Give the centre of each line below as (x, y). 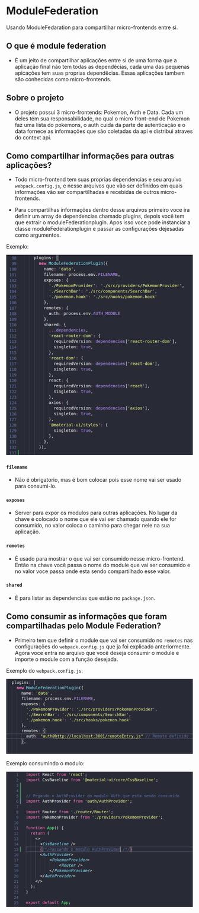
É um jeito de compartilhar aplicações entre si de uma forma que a (96, 60)
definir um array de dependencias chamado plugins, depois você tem (99, 216)
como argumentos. (38, 235)
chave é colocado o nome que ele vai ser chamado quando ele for (95, 519)
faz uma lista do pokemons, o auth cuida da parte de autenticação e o (100, 125)
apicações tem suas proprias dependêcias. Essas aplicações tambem (100, 73)
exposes (16, 500)
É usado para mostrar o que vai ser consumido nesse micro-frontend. (100, 558)
